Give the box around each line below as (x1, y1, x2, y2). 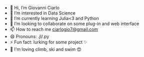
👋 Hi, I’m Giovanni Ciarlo (9, 5, 60, 10)
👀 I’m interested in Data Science (9, 10, 76, 16)
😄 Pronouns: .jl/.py (9, 33, 49, 39)
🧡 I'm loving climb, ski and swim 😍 (9, 46, 82, 52)
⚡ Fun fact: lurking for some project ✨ (9, 39, 88, 45)
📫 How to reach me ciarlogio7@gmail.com (9, 26, 98, 32)
